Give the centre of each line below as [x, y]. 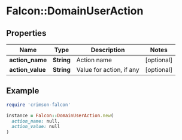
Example [23, 91]
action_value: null [36, 127]
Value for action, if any [108, 70]
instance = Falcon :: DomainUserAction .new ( [60, 115]
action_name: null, [36, 121]
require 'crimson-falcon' [38, 105]
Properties [26, 33]
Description [108, 50]
